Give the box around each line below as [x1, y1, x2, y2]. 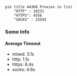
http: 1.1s [12, 56, 30, 62]
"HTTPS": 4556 [14, 13, 42, 18]
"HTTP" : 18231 [14, 9, 45, 14]
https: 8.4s [12, 61, 34, 67]
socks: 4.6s [12, 67, 35, 73]
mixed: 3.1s [12, 51, 34, 57]
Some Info [5, 28, 30, 35]
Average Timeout [5, 40, 41, 46]
